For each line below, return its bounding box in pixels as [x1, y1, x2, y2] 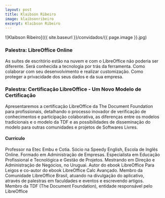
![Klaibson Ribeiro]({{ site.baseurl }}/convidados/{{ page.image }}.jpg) [5, 34, 147, 40]
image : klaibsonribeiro [5, 16, 54, 21]
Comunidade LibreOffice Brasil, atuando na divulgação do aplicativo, [5, 173, 144, 179]
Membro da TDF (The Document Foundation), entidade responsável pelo [5, 183, 153, 189]
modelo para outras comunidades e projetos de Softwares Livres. [5, 124, 138, 130]
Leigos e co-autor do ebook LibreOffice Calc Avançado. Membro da [5, 167, 143, 173]
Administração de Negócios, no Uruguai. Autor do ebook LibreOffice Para [5, 162, 155, 168]
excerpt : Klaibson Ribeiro [5, 21, 61, 26]
